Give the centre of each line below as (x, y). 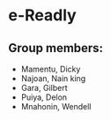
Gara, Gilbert (44, 88)
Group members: (55, 48)
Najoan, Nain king (53, 79)
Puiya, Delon (44, 97)
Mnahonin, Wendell (56, 106)
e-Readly (42, 15)
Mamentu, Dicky (51, 69)
